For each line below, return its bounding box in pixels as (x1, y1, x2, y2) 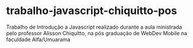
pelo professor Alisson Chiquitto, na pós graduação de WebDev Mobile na (6, 29, 188, 36)
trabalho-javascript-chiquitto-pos (6, 4, 177, 18)
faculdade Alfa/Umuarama (6, 36, 71, 43)
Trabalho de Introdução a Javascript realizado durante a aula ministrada (6, 23, 182, 30)
